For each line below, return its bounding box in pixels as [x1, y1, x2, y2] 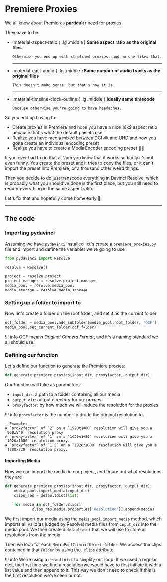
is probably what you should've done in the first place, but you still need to [5, 180, 158, 186]
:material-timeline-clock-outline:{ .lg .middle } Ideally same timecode [12, 96, 155, 102]
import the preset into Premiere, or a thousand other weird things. [5, 165, 140, 171]
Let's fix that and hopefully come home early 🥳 [5, 195, 101, 201]
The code [5, 214, 35, 223]
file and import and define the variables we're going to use [5, 246, 125, 252]
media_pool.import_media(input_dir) [14, 488, 90, 494]
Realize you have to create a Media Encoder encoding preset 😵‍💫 [12, 145, 144, 151]
